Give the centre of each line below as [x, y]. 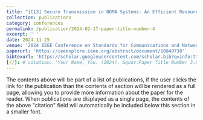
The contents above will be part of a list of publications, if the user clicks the [101, 80]
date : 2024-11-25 [28, 40]
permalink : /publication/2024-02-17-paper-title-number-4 [81, 29]
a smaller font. [24, 112]
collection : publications [39, 17]
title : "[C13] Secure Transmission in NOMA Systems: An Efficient [92, 12]
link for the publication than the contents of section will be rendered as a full [101, 86]
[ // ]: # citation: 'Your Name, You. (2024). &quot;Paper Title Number [97, 62]
